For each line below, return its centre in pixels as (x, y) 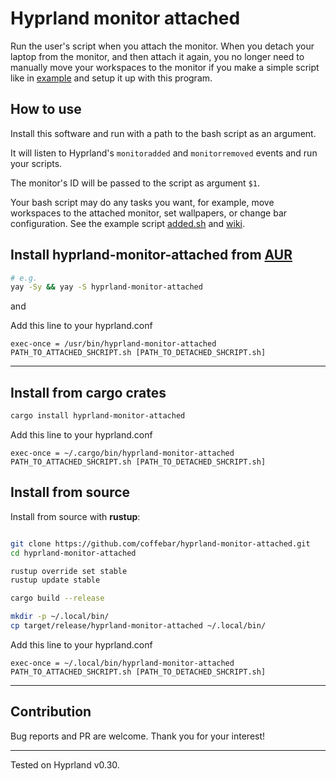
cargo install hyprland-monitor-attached (98, 416)
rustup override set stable (69, 571)
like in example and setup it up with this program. (111, 78)
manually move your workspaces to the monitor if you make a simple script (165, 67)
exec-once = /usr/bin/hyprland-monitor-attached (113, 344)
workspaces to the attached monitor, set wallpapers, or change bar (149, 213)
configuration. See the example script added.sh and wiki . (128, 223)
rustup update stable (55, 580)
